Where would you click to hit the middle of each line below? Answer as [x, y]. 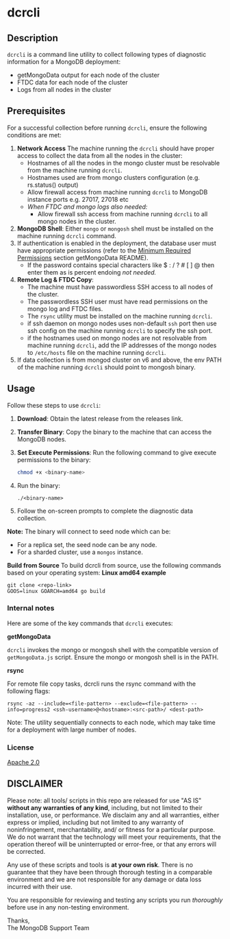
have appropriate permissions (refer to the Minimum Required [104, 250]
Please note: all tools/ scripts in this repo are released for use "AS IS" [104, 800]
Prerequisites [36, 111]
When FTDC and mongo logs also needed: [87, 207]
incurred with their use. [40, 886]
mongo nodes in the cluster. [77, 221]
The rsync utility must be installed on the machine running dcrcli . [120, 316]
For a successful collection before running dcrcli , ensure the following [107, 128]
